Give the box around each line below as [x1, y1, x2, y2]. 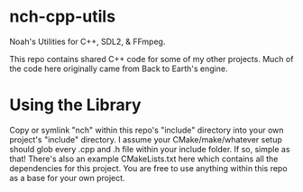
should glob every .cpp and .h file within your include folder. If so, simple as [9, 143, 290, 154]
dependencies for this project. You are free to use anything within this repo [9, 162, 288, 173]
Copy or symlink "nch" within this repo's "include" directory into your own [9, 124, 284, 135]
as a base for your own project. [9, 172, 125, 183]
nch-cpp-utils [9, 6, 115, 27]
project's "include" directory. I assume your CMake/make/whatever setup [9, 133, 282, 145]
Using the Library [9, 95, 142, 115]
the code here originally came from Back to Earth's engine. [9, 63, 228, 74]
